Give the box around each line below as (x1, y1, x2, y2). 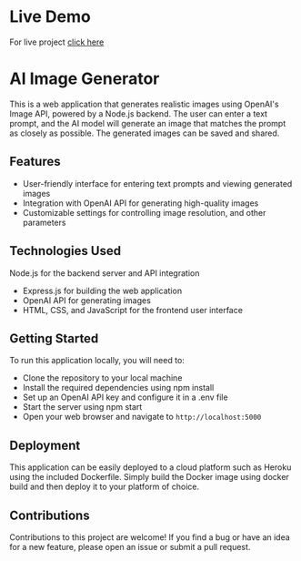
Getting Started (9, 331, 99, 346)
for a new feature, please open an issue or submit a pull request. (9, 541, 251, 552)
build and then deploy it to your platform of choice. (9, 481, 200, 493)
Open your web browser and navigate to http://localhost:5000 (22, 412, 262, 423)
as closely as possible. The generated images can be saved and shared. (9, 127, 280, 138)
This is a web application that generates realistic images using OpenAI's (9, 98, 279, 109)
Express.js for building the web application (22, 285, 183, 296)
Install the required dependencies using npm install (22, 382, 215, 393)
